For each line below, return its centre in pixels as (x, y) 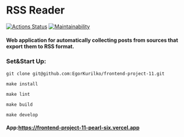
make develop (22, 115)
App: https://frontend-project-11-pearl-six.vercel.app (73, 128)
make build (19, 104)
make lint (18, 94)
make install (22, 84)
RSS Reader (35, 10)
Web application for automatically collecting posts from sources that (92, 40)
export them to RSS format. (40, 46)
